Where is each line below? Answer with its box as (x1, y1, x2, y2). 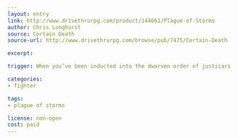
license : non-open (7, 115, 62, 122)
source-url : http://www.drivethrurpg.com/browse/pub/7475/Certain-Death (7, 37, 228, 44)
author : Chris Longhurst (7, 24, 81, 31)
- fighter (7, 82, 37, 89)
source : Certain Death (7, 30, 75, 38)
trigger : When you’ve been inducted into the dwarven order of (7, 63, 200, 70)
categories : (7, 76, 43, 83)
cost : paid (7, 121, 40, 128)
